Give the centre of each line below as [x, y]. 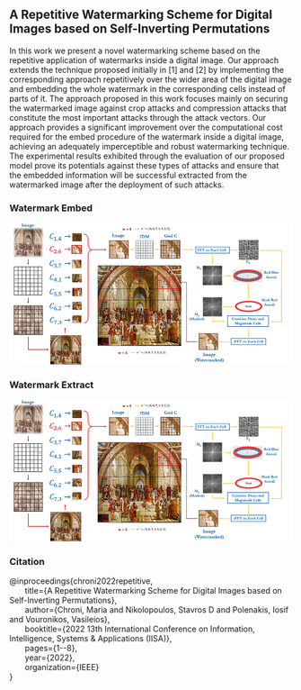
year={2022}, [50, 658]
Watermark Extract [52, 385]
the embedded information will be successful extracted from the [128, 175]
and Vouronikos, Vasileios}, [60, 620]
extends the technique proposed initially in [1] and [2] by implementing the [147, 69]
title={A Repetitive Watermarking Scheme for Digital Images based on [154, 591]
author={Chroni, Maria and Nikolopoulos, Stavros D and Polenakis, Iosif [157, 610]
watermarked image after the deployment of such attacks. [117, 185]
